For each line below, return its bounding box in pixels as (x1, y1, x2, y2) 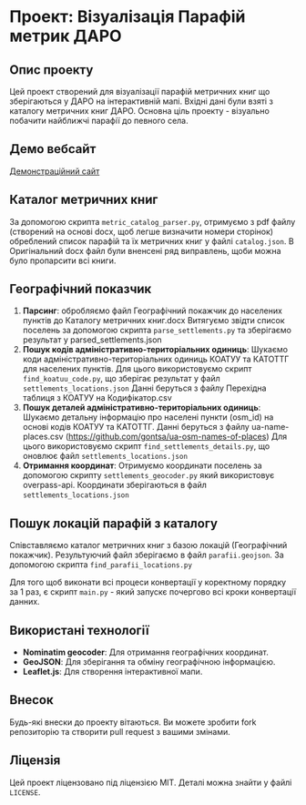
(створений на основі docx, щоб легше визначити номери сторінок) (9, 226, 274, 237)
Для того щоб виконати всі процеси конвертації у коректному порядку (9, 576, 287, 588)
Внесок (9, 692, 54, 708)
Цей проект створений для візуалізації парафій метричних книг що (9, 87, 270, 97)
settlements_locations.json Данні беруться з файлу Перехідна (22, 382, 267, 393)
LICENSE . (9, 786, 41, 798)
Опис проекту (9, 62, 94, 77)
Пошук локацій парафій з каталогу (9, 515, 219, 531)
